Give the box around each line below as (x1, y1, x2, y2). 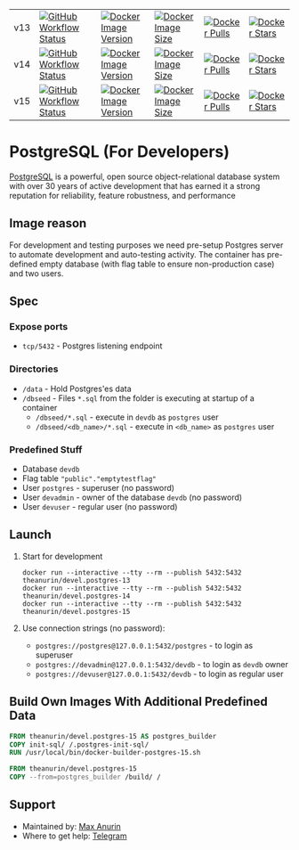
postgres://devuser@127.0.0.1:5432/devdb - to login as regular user (35, 668, 284, 679)
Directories (9, 363, 59, 375)
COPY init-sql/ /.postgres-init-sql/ (9, 740, 149, 749)
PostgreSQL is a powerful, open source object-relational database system (9, 171, 280, 182)
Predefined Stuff (9, 443, 83, 455)
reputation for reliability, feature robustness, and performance (9, 190, 236, 200)
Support (9, 797, 56, 813)
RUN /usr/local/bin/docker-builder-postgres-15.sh (9, 748, 201, 757)
